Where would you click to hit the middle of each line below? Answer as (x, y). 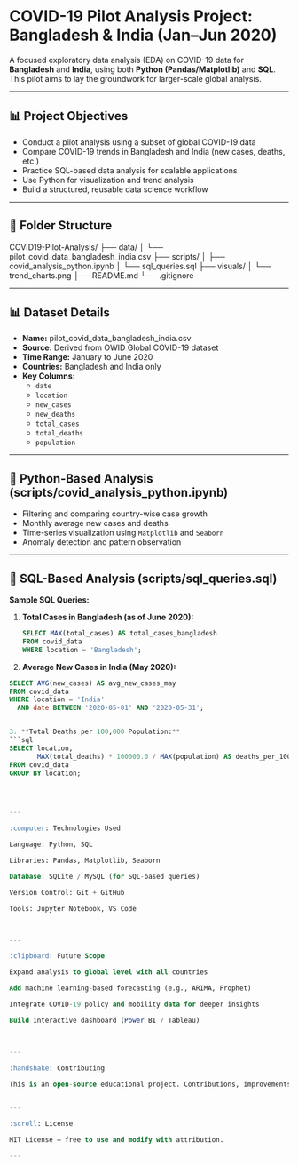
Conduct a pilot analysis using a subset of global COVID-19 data (139, 142)
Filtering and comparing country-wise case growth (115, 514)
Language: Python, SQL (51, 845)
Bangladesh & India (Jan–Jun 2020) (143, 35)
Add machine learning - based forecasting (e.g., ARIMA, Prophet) (130, 988)
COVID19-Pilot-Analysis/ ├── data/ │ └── (86, 247)
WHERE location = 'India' (57, 699)
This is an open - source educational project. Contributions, (125, 1084)
